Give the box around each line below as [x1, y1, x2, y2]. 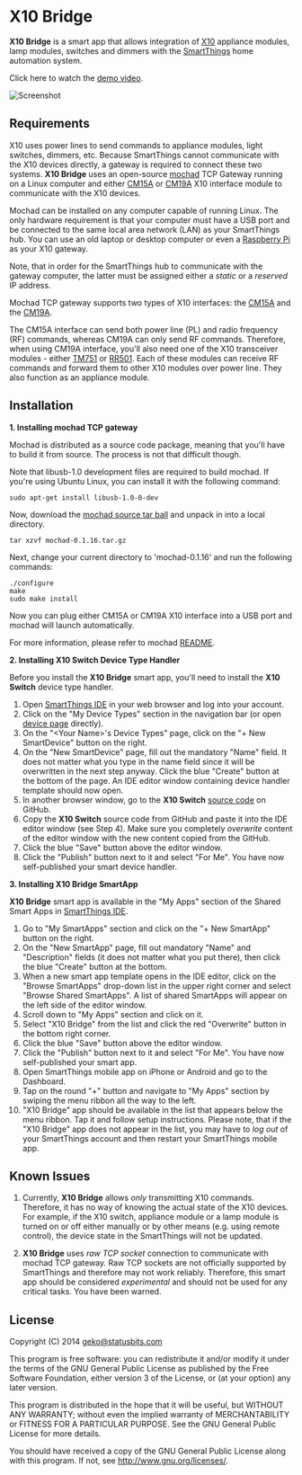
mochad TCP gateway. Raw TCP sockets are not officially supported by [22, 1257, 287, 1268]
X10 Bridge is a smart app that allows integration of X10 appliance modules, [9, 36, 290, 47]
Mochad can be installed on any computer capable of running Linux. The [9, 205, 279, 216]
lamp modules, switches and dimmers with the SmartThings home [9, 45, 254, 56]
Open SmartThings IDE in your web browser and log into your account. [22, 698, 285, 709]
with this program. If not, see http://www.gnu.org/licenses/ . [9, 1455, 229, 1466]
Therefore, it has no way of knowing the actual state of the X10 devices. [22, 1202, 289, 1213]
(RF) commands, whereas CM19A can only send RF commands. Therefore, [9, 333, 286, 344]
